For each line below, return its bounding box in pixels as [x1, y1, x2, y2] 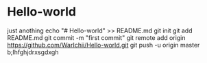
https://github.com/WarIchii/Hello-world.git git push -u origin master [7, 41, 200, 49]
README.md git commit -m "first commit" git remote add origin [7, 33, 186, 41]
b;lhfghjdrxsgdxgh [7, 48, 59, 56]
